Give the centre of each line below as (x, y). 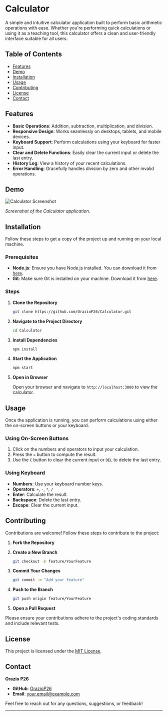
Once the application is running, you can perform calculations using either (81, 420)
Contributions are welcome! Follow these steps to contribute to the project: (82, 532)
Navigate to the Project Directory (47, 321)
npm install (25, 349)
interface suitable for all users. (36, 38)
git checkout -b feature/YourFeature (52, 561)
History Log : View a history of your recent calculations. (69, 163)
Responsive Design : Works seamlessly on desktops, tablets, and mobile (87, 131)
